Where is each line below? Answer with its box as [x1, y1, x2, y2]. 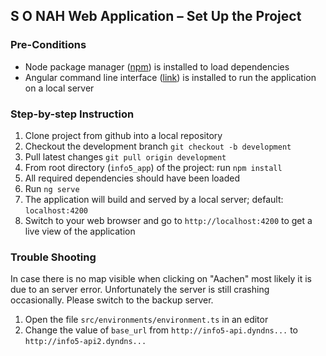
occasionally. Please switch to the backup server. [10, 294, 214, 306]
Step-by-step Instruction [10, 107, 135, 121]
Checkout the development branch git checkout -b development [24, 140, 292, 152]
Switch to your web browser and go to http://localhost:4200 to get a [24, 214, 313, 226]
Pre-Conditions [10, 38, 87, 52]
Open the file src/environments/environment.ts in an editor [24, 314, 269, 326]
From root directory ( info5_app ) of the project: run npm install [24, 161, 283, 173]
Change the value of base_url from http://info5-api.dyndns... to [24, 324, 298, 336]
